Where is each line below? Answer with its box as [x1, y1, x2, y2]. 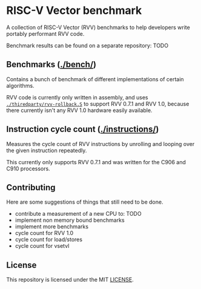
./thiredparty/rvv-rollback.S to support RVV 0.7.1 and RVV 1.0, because [6, 100, 189, 107]
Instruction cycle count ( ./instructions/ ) [6, 124, 159, 135]
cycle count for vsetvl [15, 242, 70, 250]
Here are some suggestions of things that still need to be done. [6, 198, 163, 206]
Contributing [6, 182, 56, 193]
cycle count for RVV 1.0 [15, 230, 74, 237]
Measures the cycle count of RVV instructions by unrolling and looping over [6, 140, 195, 147]
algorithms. [6, 82, 35, 89]
